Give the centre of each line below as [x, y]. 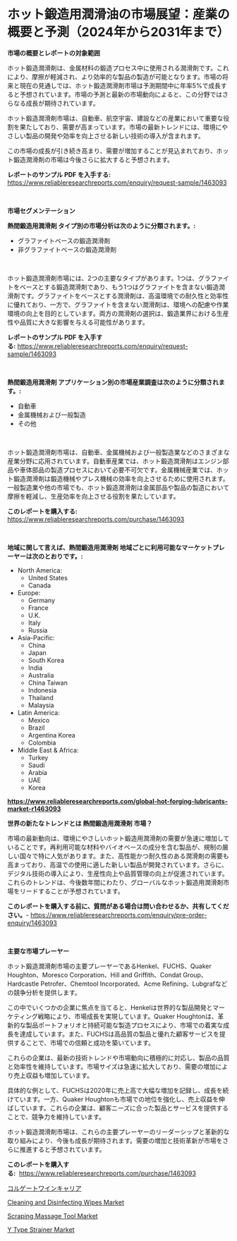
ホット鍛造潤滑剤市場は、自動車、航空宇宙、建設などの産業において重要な [115, 118]
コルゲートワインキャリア [44, 1188]
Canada [39, 585]
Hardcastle [23, 984]
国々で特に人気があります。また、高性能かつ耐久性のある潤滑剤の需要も [124, 856]
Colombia [42, 742]
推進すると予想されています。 [62, 1149]
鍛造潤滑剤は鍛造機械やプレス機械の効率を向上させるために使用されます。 [121, 478]
